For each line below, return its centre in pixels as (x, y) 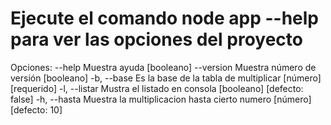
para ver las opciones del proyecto (156, 39)
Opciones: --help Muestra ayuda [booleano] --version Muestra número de (163, 67)
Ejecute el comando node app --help (165, 18)
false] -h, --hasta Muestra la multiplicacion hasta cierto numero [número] (161, 99)
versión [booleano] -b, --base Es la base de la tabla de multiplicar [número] (166, 78)
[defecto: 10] (36, 109)
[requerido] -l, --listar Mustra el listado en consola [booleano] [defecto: (157, 88)
